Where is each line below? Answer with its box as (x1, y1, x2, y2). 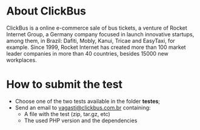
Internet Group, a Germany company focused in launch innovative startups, (6, 30, 195, 37)
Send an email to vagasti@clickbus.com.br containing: (15, 104, 151, 111)
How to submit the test (6, 77, 123, 91)
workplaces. (6, 56, 38, 63)
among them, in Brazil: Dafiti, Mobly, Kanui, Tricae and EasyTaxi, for (6, 37, 176, 44)
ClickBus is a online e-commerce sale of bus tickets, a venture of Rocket (6, 24, 187, 31)
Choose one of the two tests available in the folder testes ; (15, 97, 161, 105)
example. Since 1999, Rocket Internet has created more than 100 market (6, 44, 186, 51)
